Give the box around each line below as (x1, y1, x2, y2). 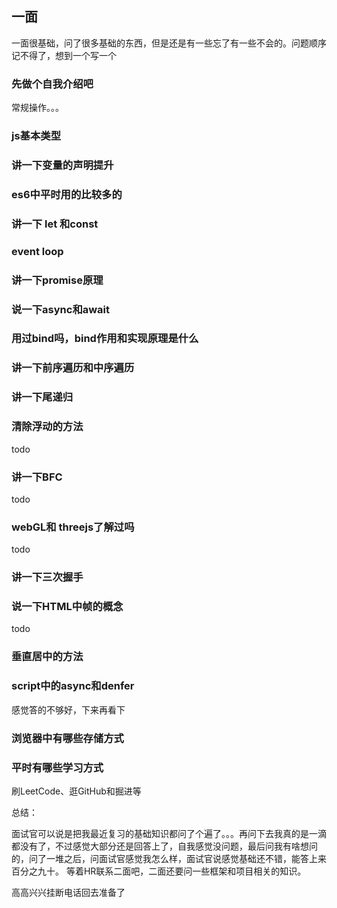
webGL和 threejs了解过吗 (11, 520, 135, 534)
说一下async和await (11, 302, 111, 316)
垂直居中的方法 (11, 650, 84, 664)
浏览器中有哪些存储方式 (11, 731, 124, 745)
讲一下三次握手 (11, 570, 84, 584)
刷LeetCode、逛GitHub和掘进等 (11, 785, 142, 797)
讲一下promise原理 (11, 273, 104, 287)
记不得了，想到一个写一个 (11, 49, 117, 61)
